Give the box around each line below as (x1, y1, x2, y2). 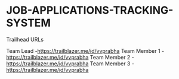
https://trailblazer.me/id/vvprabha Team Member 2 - (6, 53, 134, 61)
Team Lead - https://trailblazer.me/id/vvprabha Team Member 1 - (6, 47, 165, 54)
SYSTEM (6, 16, 51, 30)
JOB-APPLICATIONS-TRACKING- (6, 4, 174, 17)
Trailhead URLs (6, 36, 44, 43)
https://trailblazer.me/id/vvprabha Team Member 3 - (6, 60, 134, 67)
